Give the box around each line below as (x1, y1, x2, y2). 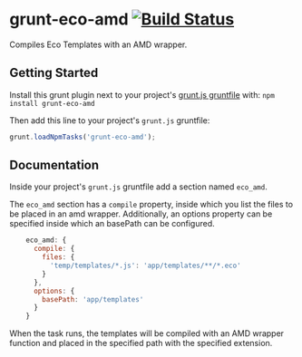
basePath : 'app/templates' (42, 294, 144, 304)
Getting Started (9, 65, 99, 81)
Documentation (9, 158, 100, 173)
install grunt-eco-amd (9, 99, 95, 108)
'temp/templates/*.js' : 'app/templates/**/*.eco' (49, 261, 242, 271)
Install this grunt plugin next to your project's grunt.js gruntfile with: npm (9, 89, 275, 100)
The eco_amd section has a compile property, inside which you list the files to (9, 199, 293, 210)
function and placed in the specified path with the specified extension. (9, 338, 273, 349)
